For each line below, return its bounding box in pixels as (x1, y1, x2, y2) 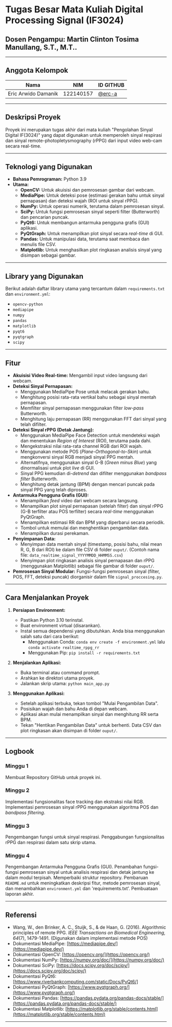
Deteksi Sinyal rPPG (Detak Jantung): (12, 427, 94, 433)
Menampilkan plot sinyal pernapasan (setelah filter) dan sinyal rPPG (20, 503, 164, 509)
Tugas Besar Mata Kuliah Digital (5, 4, 143, 15)
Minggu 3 (5, 822, 30, 829)
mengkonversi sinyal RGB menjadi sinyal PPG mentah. (20, 454, 135, 460)
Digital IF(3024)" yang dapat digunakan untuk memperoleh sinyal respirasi (5, 132, 162, 138)
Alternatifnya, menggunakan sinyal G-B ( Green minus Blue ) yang (20, 460, 157, 466)
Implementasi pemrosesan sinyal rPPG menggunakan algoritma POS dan (5, 804, 159, 810)
